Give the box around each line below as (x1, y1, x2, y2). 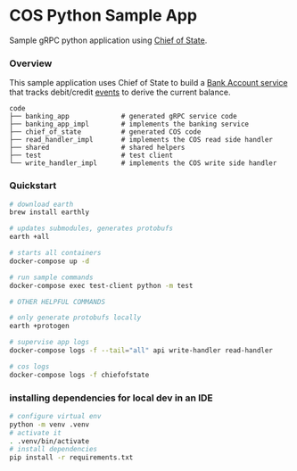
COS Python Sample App (9, 5, 198, 26)
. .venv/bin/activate (9, 436, 90, 446)
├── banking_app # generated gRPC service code (9, 112, 238, 121)
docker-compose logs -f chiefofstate (9, 370, 150, 379)
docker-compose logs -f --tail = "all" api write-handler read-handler (9, 346, 274, 355)
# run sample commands (9, 273, 94, 282)
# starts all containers (9, 249, 102, 258)
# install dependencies (9, 445, 98, 454)
